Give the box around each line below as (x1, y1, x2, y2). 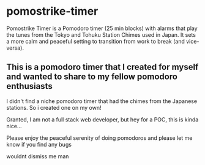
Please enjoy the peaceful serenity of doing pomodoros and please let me (6, 134, 193, 142)
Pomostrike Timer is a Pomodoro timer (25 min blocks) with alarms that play (6, 25, 198, 32)
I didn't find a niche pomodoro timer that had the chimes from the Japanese (6, 97, 198, 105)
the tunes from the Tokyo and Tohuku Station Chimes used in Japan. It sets (6, 31, 196, 38)
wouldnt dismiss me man (6, 152, 69, 160)
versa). (6, 44, 24, 52)
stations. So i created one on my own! (6, 104, 102, 111)
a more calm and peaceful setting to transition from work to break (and (6, 37, 185, 45)
